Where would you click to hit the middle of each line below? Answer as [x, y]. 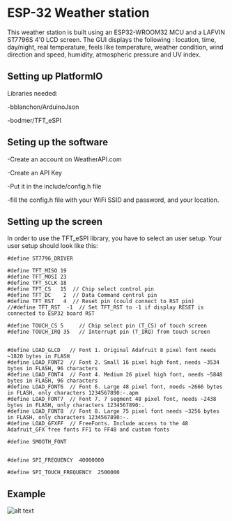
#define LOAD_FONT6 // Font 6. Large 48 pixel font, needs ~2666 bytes [115, 387]
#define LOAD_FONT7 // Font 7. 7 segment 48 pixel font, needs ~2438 [112, 399]
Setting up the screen [55, 221]
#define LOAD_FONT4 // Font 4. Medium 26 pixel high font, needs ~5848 [115, 375]
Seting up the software [58, 142]
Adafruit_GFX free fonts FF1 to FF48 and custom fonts [88, 430]
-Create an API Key [35, 173]
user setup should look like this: [53, 246]
